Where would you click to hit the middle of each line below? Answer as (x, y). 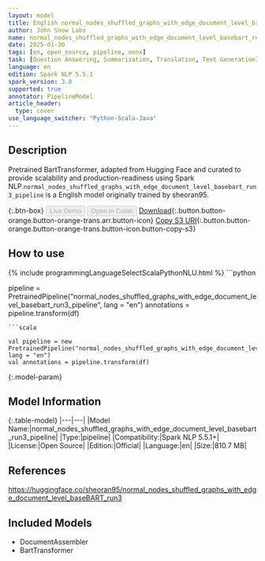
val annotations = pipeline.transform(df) (79, 362)
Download (155, 210)
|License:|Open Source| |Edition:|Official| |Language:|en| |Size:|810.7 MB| (127, 446)
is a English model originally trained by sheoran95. (127, 194)
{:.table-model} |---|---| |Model (59, 420)
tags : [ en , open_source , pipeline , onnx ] (77, 52)
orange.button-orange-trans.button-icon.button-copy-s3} (102, 228)
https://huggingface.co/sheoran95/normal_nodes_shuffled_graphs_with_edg (132, 490)
